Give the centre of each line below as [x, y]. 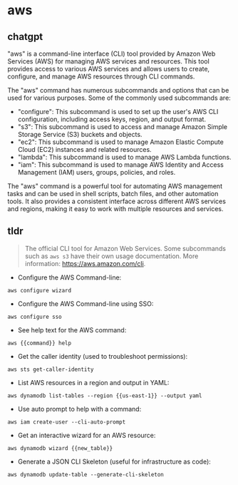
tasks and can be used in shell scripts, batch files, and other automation [113, 194]
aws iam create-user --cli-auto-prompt [67, 422]
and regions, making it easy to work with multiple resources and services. [115, 209]
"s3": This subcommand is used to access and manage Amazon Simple [123, 127]
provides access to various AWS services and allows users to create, [109, 69]
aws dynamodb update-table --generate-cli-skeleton [86, 474]
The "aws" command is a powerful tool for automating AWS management [115, 186]
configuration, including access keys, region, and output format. [112, 119]
